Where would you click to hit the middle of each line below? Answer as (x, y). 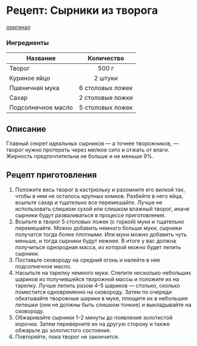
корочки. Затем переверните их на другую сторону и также (92, 324)
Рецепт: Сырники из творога (82, 11)
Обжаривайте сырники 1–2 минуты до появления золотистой (94, 317)
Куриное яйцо (30, 78)
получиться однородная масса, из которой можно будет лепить (98, 247)
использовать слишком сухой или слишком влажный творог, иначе (102, 209)
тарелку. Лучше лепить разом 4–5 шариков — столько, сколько (98, 285)
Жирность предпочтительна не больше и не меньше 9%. (80, 156)
